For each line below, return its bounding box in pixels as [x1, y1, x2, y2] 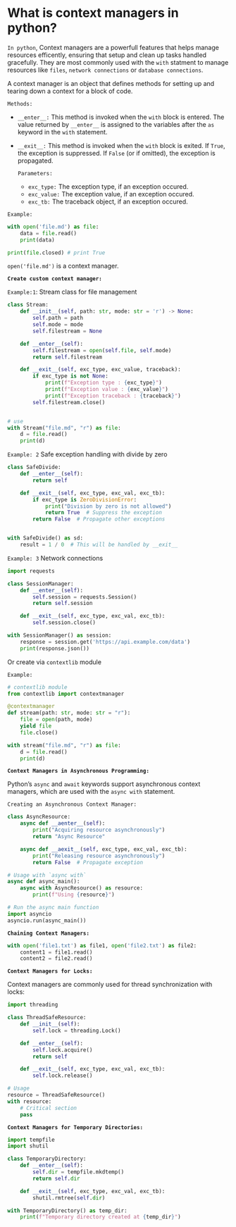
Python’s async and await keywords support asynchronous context [7, 780, 201, 788]
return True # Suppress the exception [44, 509, 162, 516]
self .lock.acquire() [32, 1046, 93, 1054]
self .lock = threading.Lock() [32, 1027, 121, 1034]
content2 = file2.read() [20, 955, 93, 962]
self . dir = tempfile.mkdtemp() [32, 1169, 125, 1176]
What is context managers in [7, 5, 179, 21]
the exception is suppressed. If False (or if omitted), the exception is [17, 149, 216, 157]
